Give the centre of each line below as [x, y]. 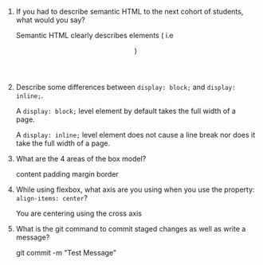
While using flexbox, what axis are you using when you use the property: [135, 189]
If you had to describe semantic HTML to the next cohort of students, [130, 12]
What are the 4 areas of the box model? [81, 159]
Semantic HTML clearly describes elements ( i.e [94, 35]
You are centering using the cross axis [79, 213]
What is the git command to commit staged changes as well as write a [131, 229]
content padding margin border [67, 174]
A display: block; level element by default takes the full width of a [126, 111]
